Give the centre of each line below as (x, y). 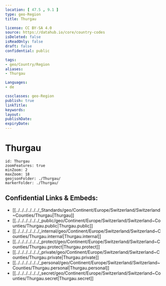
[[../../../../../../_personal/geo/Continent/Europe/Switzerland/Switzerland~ (86, 262)
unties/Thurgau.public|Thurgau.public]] (53, 226)
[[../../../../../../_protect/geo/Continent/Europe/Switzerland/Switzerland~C (86, 241)
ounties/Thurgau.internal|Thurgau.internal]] (57, 236)
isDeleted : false (23, 37)
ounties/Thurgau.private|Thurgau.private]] (55, 257)
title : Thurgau (21, 19)
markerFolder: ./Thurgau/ (32, 183)
